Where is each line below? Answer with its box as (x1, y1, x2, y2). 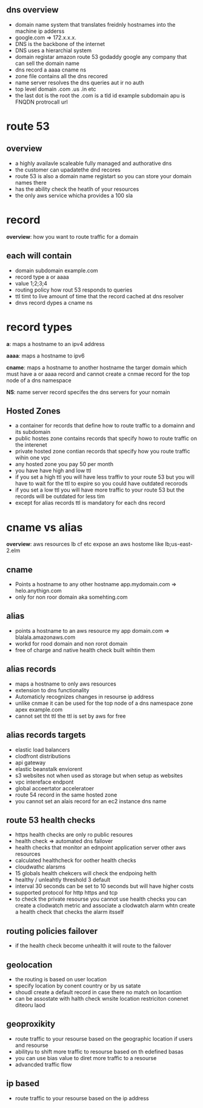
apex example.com (15, 706, 63, 713)
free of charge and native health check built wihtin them (15, 646, 155, 653)
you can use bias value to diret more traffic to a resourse (15, 1054, 157, 1061)
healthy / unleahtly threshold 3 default (15, 876, 111, 884)
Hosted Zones (6, 405, 61, 416)
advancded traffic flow (15, 1061, 72, 1068)
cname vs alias (6, 521, 83, 534)
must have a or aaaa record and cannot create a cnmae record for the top (6, 370, 190, 378)
